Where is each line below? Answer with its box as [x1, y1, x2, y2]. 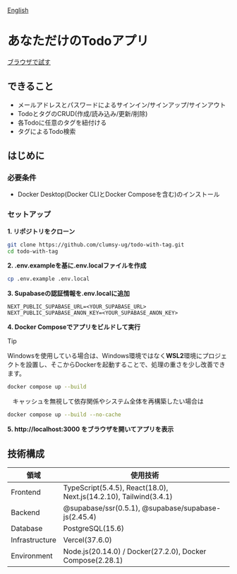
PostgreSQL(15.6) [63, 523, 125, 533]
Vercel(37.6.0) [63, 534, 113, 544]
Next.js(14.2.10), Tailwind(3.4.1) [63, 491, 173, 501]
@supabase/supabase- [142, 503, 221, 512]
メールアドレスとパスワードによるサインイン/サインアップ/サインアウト [17, 101, 226, 109]
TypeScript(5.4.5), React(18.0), [63, 483, 169, 493]
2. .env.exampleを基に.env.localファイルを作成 [7, 261, 147, 270]
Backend [11, 507, 40, 517]
